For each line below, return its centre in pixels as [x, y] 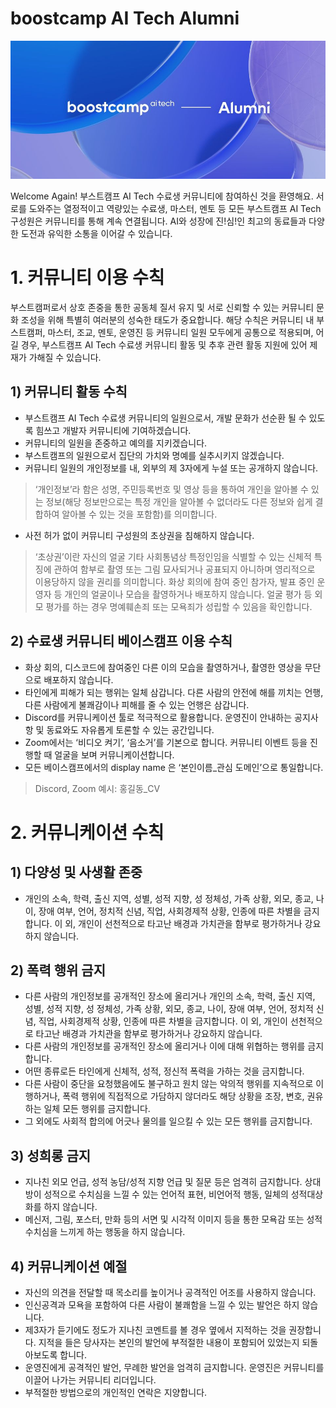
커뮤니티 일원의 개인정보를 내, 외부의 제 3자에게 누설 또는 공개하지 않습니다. [171, 468]
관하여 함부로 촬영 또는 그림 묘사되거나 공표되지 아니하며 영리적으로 [184, 569]
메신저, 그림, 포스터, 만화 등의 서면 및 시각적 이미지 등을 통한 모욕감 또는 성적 [173, 1219]
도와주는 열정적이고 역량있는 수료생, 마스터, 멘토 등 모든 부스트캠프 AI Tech [175, 208]
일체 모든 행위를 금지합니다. [97, 1109]
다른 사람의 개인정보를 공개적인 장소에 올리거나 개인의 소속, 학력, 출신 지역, [170, 996]
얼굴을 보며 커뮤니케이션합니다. [114, 754]
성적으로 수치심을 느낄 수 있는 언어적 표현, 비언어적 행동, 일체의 [166, 1194]
